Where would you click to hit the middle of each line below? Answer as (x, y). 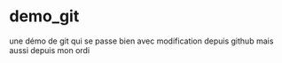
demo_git (44, 16)
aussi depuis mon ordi (50, 50)
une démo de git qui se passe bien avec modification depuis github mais (141, 41)
